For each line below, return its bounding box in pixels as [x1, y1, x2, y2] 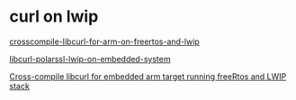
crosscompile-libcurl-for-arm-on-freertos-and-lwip [9, 36, 200, 47]
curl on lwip [9, 6, 99, 27]
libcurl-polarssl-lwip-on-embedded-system [9, 53, 171, 64]
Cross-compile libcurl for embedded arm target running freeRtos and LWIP [9, 70, 287, 82]
